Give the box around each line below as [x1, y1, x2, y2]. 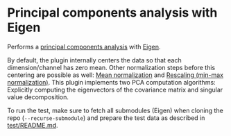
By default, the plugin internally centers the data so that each [7, 56, 182, 64]
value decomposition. [7, 92, 69, 101]
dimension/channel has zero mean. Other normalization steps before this [7, 63, 216, 71]
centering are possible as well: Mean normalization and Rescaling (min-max [7, 71, 224, 79]
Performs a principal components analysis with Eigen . [7, 42, 161, 51]
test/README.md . [7, 121, 58, 129]
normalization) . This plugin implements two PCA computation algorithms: [7, 78, 216, 86]
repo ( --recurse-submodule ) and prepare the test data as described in [7, 113, 205, 122]
